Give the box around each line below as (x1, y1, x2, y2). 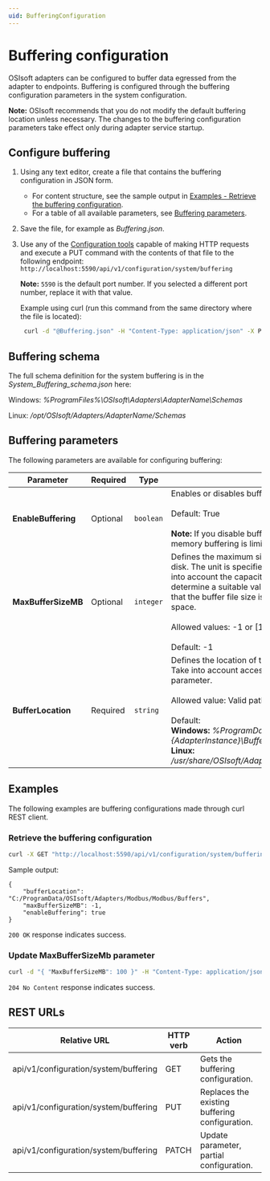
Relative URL (59, 1034, 110, 1045)
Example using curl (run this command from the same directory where (19, 303, 252, 313)
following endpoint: (19, 256, 84, 266)
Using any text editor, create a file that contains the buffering (19, 167, 222, 177)
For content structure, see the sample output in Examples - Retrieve (31, 191, 256, 201)
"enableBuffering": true (22, 909, 106, 917)
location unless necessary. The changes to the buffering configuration (8, 114, 241, 124)
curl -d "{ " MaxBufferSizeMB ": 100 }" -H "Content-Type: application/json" (8, 968, 268, 976)
